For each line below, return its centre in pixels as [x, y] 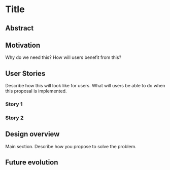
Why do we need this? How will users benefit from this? [63, 57]
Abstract [20, 28]
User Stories [25, 73]
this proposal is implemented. [36, 91]
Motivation [23, 45]
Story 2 [14, 118]
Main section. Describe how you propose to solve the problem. [71, 146]
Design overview [32, 134]
